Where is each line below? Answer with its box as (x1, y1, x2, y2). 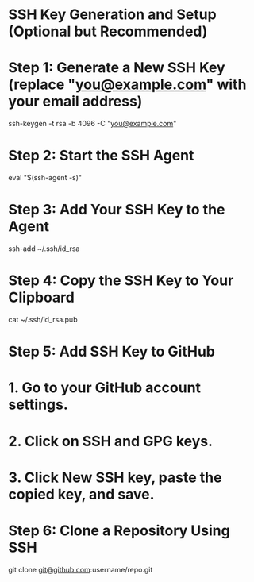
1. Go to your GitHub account (8, 379, 201, 397)
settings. (8, 395, 69, 414)
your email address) (8, 93, 143, 110)
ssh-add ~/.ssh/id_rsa (8, 244, 80, 253)
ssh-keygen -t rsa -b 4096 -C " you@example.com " (8, 119, 177, 129)
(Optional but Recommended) (8, 22, 208, 40)
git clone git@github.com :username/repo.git (8, 565, 153, 574)
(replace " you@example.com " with (8, 75, 247, 94)
